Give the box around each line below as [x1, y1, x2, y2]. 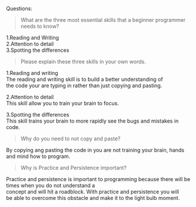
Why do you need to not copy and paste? [20, 135, 121, 142]
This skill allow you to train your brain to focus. [6, 100, 119, 107]
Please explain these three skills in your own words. [20, 58, 146, 65]
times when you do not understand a [6, 182, 95, 189]
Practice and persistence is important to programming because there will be [6, 176, 191, 182]
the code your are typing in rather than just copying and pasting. [6, 82, 162, 89]
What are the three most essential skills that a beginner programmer [20, 17, 186, 23]
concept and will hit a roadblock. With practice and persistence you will [6, 188, 180, 195]
